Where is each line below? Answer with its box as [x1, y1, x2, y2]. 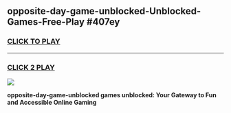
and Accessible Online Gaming [7, 98, 97, 106]
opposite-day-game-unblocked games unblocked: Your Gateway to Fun [7, 90, 217, 99]
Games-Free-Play [7, 16, 85, 28]
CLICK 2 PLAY [7, 62, 55, 72]
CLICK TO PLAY [7, 37, 60, 47]
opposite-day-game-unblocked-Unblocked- [7, 5, 201, 17]
